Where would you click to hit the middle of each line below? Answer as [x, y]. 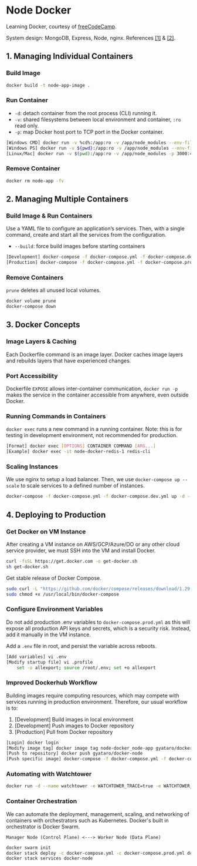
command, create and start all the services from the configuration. [86, 235]
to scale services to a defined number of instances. [82, 486]
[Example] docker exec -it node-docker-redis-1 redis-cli [78, 452]
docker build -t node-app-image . [48, 85]
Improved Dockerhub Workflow [52, 683]
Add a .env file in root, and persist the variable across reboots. [81, 646]
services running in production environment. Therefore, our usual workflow [97, 701]
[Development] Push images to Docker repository [74, 726]
